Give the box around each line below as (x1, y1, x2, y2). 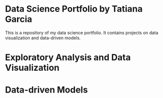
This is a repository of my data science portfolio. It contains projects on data (5, 30, 159, 35)
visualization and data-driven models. (5, 35, 81, 41)
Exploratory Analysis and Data (5, 52, 131, 63)
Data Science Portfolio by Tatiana (5, 3, 143, 15)
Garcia (5, 14, 33, 25)
